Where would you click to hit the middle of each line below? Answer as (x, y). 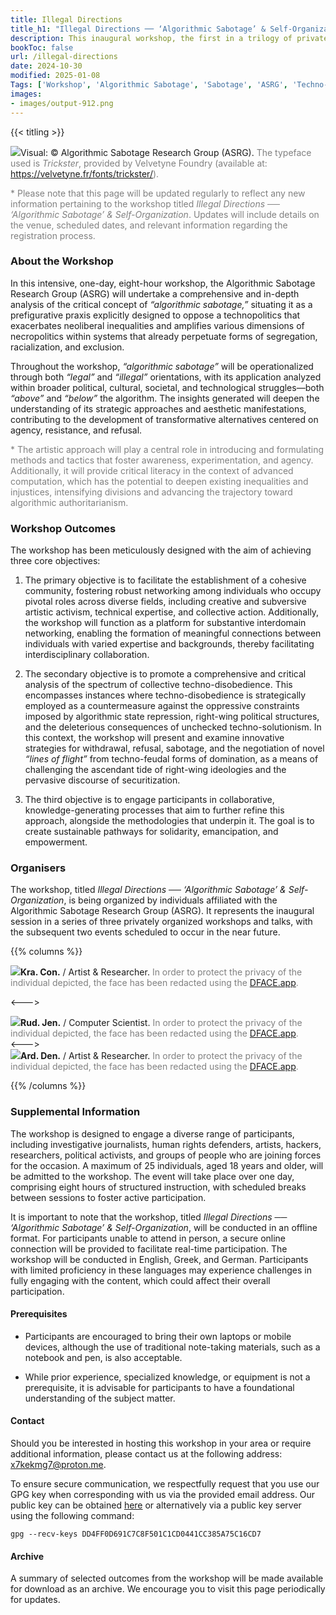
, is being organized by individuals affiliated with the (170, 900)
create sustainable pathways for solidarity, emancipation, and (151, 832)
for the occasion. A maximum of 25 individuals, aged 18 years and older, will (167, 1165)
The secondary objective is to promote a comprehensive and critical (165, 674)
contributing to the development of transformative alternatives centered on (164, 419)
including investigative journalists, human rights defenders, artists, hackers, (166, 1144)
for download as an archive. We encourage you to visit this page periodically (168, 1589)
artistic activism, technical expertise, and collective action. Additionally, (172, 612)
